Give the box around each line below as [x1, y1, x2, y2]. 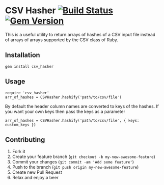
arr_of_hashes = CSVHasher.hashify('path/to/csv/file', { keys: [5, 118, 139, 123]
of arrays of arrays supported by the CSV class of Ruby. [5, 37, 119, 43]
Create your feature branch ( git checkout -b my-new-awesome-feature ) [12, 154, 156, 159]
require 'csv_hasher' [5, 90, 50, 95]
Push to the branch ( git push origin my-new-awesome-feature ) [12, 164, 139, 170]
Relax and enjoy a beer [12, 175, 59, 181]
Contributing [5, 135, 45, 144]
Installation [5, 51, 40, 59]
